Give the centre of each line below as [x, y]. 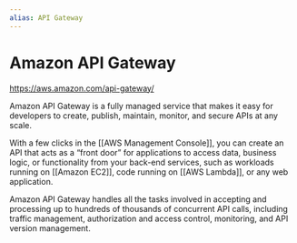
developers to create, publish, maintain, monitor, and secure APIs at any [144, 116]
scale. [20, 125]
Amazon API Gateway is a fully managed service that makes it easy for [142, 106]
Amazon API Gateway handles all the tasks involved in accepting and [138, 199]
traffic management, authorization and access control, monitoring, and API [149, 218]
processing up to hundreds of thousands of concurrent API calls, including [149, 208]
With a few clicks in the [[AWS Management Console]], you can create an [147, 143]
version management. [50, 228]
